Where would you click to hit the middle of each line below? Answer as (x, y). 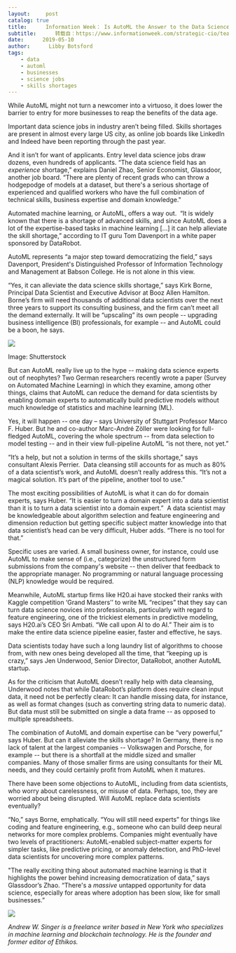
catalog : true (29, 20)
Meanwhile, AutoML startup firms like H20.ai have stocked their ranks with (115, 595)
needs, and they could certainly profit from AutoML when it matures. (107, 770)
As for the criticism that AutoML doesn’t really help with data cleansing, (111, 682)
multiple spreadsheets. (41, 719)
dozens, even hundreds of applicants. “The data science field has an (107, 163)
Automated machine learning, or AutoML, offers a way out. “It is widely (111, 213)
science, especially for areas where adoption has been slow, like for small (114, 893)
